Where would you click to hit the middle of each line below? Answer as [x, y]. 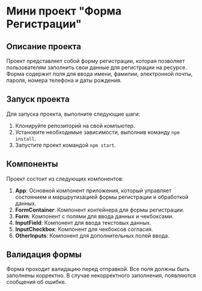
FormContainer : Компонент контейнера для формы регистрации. [100, 210]
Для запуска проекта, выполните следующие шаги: [73, 114]
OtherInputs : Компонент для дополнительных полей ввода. [92, 235]
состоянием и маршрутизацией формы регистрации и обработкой [102, 197]
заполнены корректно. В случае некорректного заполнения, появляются [101, 276]
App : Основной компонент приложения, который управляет [93, 190]
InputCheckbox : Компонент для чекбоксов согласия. [84, 229]
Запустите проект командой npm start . [66, 145]
